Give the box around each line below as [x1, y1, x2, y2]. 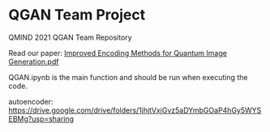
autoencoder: [8, 96, 54, 106]
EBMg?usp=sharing [8, 113, 75, 123]
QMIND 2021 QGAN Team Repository [8, 32, 132, 42]
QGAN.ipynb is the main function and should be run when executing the [8, 72, 248, 82]
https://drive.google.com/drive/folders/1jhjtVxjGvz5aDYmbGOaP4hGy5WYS [8, 105, 262, 115]
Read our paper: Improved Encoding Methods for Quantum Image [8, 48, 227, 57]
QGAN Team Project [8, 6, 146, 24]
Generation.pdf [8, 57, 59, 66]
